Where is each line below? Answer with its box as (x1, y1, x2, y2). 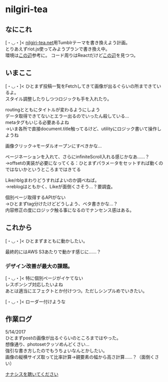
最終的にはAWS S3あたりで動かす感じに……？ (5, 248, 102, 255)
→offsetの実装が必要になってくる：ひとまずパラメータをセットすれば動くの (5, 160, 163, 166)
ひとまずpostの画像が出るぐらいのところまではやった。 (5, 335, 121, 341)
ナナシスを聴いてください (5, 371, 59, 377)
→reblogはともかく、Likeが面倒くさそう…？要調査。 (5, 183, 116, 189)
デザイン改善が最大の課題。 (5, 262, 73, 270)
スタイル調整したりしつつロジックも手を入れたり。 (5, 96, 112, 102)
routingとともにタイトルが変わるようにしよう (5, 106, 100, 112)
